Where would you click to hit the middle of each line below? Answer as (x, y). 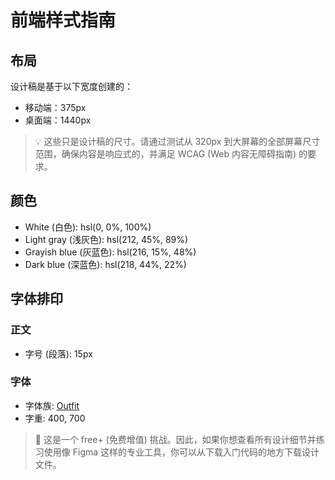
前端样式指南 (63, 20)
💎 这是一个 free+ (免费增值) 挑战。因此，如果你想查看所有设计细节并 (175, 439)
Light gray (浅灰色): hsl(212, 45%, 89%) (106, 239)
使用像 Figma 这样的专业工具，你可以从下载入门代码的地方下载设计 (181, 452)
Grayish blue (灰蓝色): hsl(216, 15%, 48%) (110, 252)
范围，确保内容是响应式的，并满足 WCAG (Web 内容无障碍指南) (165, 154)
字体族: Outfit (52, 405)
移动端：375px (55, 107)
